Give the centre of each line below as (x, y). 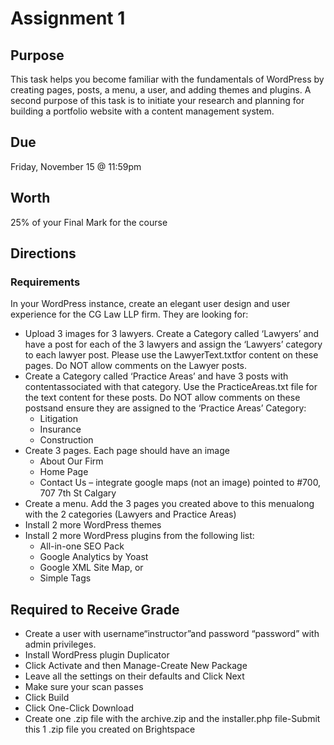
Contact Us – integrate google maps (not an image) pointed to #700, (180, 483)
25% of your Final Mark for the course (89, 222)
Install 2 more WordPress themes (93, 525)
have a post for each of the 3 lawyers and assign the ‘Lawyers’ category (173, 344)
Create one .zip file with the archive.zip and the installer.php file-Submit (172, 719)
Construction (66, 440)
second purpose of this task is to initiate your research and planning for (157, 100)
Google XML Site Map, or (91, 568)
